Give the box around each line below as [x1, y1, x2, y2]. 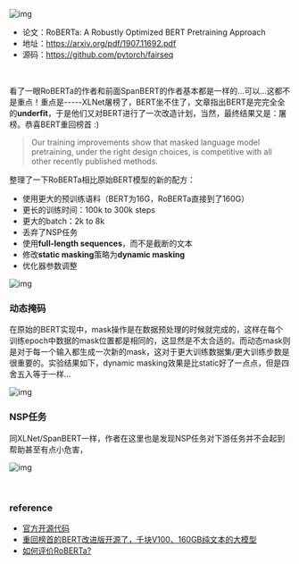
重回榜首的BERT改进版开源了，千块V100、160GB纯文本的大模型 [21, 534, 257, 544]
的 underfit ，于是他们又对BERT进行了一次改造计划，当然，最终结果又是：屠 [9, 108, 287, 118]
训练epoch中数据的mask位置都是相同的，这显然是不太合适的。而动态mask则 [9, 335, 291, 346]
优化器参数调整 [21, 260, 78, 271]
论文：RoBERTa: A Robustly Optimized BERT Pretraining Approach [21, 27, 266, 38]
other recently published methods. [30, 156, 159, 166]
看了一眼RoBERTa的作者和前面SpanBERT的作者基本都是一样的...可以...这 [9, 86, 275, 96]
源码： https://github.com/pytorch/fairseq [21, 49, 174, 60]
